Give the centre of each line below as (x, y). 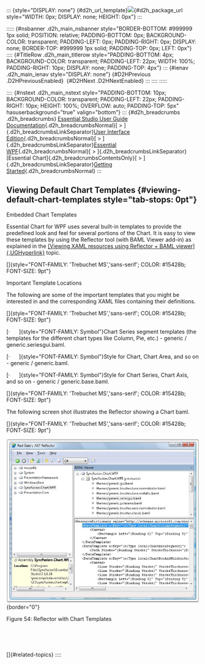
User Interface (112, 132)
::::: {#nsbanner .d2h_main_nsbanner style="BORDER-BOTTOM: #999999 (99, 29)
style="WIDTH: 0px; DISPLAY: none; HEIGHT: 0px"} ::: (74, 17)
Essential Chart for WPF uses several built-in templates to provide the (94, 226)
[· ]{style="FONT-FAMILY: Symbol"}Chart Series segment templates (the (102, 331)
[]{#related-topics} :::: (34, 655)
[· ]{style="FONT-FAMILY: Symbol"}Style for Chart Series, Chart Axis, (98, 375)
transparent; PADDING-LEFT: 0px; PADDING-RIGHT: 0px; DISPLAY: (112, 42)
